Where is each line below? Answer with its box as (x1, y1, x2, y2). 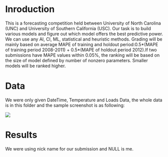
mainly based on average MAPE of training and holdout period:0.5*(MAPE (5, 41, 158, 47)
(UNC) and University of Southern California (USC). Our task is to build (5, 25, 151, 31)
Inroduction (5, 4, 55, 15)
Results (5, 129, 38, 141)
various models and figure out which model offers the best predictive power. (5, 31, 163, 37)
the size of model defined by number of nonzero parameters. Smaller (5, 57, 148, 63)
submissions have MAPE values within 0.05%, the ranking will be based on (5, 52, 160, 58)
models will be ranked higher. (5, 63, 66, 69)
